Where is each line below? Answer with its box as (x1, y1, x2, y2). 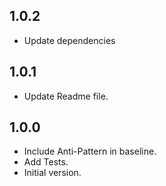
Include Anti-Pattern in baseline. (23, 145, 157, 158)
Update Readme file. (23, 90, 109, 102)
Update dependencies (23, 34, 116, 46)
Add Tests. (23, 156, 69, 168)
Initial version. (23, 167, 82, 179)
